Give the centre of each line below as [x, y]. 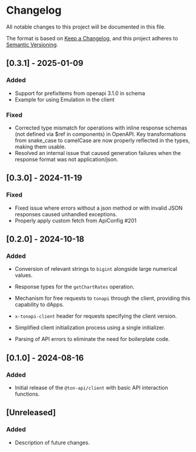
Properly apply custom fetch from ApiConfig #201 [75, 220]
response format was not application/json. [67, 159]
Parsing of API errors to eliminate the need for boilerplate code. [92, 339]
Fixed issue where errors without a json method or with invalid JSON [99, 208]
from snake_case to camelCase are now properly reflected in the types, [102, 140]
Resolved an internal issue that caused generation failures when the [98, 153]
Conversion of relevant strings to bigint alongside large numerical [96, 269]
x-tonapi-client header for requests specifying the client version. [96, 316]
